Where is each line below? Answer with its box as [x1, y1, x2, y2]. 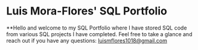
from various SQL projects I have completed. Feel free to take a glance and [6, 30, 193, 37]
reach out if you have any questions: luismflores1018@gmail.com [6, 37, 167, 44]
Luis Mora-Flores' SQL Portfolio [6, 4, 167, 18]
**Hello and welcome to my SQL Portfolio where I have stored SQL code [6, 24, 187, 31]
